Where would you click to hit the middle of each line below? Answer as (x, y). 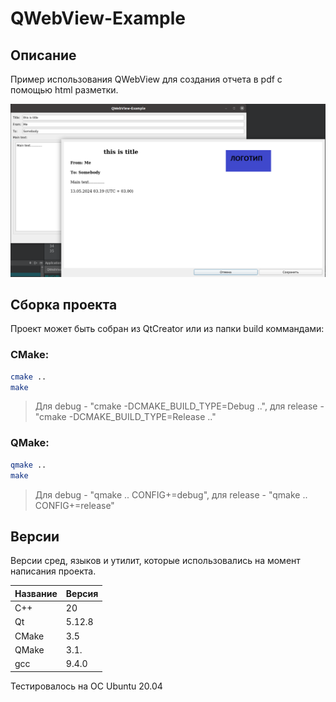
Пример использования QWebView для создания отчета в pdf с (146, 79)
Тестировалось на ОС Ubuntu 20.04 (86, 686)
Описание (43, 55)
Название (36, 593)
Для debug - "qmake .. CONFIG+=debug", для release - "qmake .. (171, 494)
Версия (82, 593)
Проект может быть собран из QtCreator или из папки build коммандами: (167, 329)
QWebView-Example (98, 18)
